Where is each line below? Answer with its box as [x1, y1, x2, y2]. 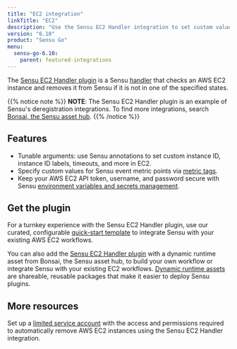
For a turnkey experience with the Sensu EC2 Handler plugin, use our [7, 221, 209, 229]
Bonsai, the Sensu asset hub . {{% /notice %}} [7, 112, 140, 120]
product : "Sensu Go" [7, 37, 68, 44]
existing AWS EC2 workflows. [7, 236, 94, 244]
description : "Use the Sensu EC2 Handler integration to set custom [7, 23, 213, 30]
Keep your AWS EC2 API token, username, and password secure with [17, 174, 220, 183]
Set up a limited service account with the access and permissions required [7, 319, 224, 328]
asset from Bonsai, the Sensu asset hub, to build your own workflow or [7, 257, 213, 265]
